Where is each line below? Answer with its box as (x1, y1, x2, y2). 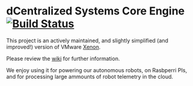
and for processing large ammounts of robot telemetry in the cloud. (6, 73, 174, 80)
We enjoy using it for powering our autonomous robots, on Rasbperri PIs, (6, 66, 188, 73)
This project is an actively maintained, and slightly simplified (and (6, 37, 169, 44)
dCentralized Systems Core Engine (6, 4, 185, 18)
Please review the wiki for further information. (6, 55, 120, 62)
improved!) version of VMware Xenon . (6, 43, 101, 51)
